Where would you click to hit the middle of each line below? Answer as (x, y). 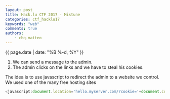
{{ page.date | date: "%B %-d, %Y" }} (45, 52)
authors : (14, 33)
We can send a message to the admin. (52, 62)
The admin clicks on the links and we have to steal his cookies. (78, 67)
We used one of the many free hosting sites (51, 82)
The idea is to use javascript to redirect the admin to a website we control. (82, 77)
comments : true (21, 29)
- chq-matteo (28, 38)
